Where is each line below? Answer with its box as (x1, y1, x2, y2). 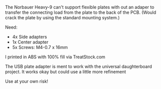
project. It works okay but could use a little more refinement (5, 69, 127, 75)
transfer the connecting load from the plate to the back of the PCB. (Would (5, 9, 157, 15)
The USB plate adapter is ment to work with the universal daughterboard (5, 64, 152, 69)
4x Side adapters (12, 34, 47, 40)
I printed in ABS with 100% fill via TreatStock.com (5, 54, 106, 60)
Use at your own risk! (5, 79, 48, 84)
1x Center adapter (12, 39, 49, 45)
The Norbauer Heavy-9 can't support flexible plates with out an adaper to (5, 4, 155, 10)
